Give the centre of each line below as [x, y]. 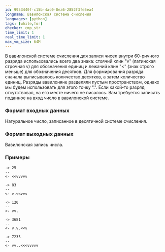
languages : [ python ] [26, 19]
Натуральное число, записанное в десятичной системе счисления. [76, 121]
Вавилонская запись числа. [34, 145]
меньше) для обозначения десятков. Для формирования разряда [74, 72]
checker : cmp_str [23, 28]
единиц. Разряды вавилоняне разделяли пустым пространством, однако [82, 82]
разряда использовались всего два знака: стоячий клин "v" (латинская [81, 61]
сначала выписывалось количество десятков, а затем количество [75, 76]
